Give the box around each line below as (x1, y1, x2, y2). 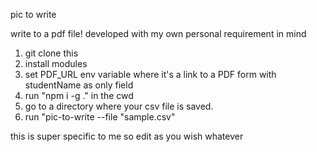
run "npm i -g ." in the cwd (24, 90, 134, 101)
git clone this (24, 47, 79, 59)
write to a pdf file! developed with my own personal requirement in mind (10, 28, 307, 39)
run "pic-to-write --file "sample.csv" (24, 111, 176, 123)
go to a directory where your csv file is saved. (24, 100, 214, 112)
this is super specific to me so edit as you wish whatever (10, 130, 244, 142)
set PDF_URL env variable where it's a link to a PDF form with (24, 69, 277, 80)
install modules (24, 58, 88, 69)
